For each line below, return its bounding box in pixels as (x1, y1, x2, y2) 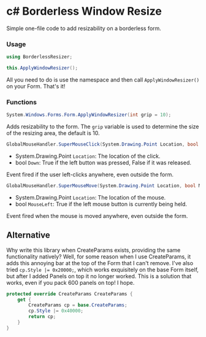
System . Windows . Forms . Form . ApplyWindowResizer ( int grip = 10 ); (6, 112, 172, 118)
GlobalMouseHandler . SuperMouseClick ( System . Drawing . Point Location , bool (6, 141, 199, 148)
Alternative (6, 230, 50, 241)
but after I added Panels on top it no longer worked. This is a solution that (6, 272, 192, 280)
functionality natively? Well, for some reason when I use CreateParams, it (6, 253, 191, 260)
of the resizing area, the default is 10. (6, 130, 100, 137)
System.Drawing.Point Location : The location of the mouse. (15, 193, 166, 201)
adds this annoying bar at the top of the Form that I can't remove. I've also (6, 259, 194, 266)
